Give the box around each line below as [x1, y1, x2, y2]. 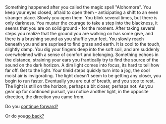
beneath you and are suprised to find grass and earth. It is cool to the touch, [5, 41, 161, 47]
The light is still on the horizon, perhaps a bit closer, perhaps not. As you [5, 83, 153, 89]
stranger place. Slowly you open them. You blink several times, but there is [5, 15, 158, 20]
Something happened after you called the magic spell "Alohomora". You [5, 4, 151, 10]
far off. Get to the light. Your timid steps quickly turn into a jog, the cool [5, 67, 150, 73]
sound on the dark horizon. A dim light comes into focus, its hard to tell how [5, 62, 160, 68]
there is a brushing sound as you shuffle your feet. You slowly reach [5, 36, 144, 42]
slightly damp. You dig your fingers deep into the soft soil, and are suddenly [5, 47, 160, 52]
